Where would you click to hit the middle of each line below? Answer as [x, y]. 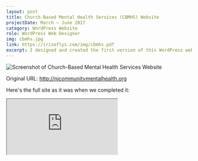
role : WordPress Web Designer [43, 34]
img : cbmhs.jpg [25, 39]
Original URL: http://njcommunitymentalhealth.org [67, 78]
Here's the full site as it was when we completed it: [68, 90]
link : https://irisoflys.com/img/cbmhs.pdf [60, 45]
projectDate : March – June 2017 [46, 22]
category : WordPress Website [42, 28]
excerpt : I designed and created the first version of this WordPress [95, 50]
